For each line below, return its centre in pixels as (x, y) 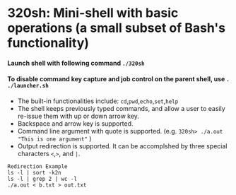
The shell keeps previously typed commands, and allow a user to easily (122, 108)
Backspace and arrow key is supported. (75, 123)
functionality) (48, 43)
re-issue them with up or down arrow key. (78, 116)
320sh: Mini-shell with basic (93, 13)
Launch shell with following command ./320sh (76, 63)
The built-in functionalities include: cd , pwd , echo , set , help (98, 101)
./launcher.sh (28, 86)
